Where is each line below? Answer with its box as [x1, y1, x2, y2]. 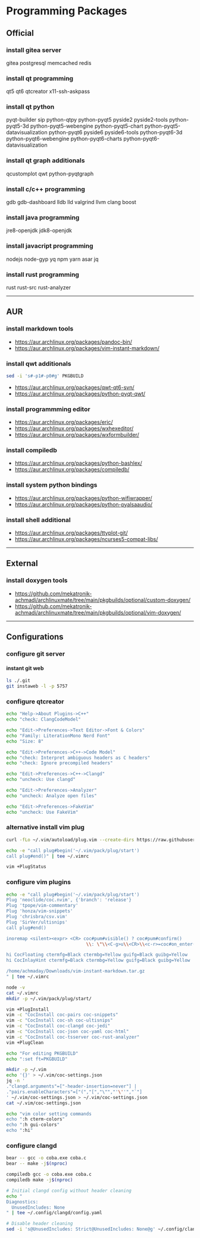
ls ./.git [6, 678, 31, 684]
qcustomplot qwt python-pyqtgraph [6, 170, 94, 177]
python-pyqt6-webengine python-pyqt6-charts [6, 135, 123, 143]
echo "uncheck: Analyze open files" [6, 792, 97, 799]
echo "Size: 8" [6, 738, 44, 744]
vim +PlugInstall [6, 1007, 49, 1012]
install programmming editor [6, 405, 90, 413]
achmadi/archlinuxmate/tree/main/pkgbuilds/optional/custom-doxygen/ [14, 596, 191, 603]
